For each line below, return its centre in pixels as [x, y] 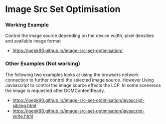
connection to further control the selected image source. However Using [80, 80]
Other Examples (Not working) [43, 63]
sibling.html [24, 105]
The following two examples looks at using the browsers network [72, 74]
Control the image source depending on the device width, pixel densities [80, 35]
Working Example [27, 25]
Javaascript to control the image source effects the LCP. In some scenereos [83, 85]
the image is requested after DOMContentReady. [55, 90]
